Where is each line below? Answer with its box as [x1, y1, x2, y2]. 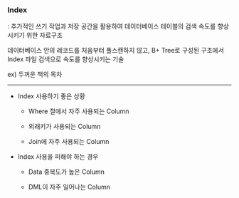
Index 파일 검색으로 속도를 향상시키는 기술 [7, 55, 124, 63]
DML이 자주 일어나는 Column [28, 183, 111, 192]
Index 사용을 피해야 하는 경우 [17, 152, 99, 161]
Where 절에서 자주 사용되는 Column [28, 107, 129, 115]
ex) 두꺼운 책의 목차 [7, 70, 63, 79]
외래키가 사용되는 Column [28, 123, 101, 131]
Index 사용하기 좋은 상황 [17, 92, 85, 100]
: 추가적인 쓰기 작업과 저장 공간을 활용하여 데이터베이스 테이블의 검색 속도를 [7, 22, 216, 31]
